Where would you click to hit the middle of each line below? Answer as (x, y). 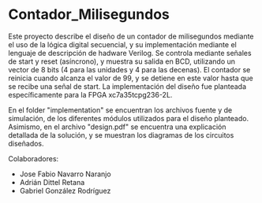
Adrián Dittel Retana (52, 182)
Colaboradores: (34, 158)
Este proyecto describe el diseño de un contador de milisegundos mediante (131, 36)
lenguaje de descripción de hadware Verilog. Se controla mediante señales (130, 53)
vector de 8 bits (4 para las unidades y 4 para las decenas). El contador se (129, 69)
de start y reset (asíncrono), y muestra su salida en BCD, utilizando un (122, 61)
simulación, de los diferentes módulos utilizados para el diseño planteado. (129, 118)
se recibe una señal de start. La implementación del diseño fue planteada (127, 86)
